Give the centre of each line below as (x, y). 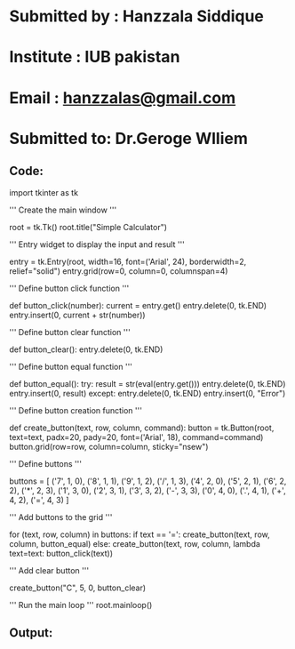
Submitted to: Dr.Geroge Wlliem (129, 138)
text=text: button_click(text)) (61, 553)
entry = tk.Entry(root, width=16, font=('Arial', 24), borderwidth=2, (128, 261)
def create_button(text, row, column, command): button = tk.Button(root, (142, 428)
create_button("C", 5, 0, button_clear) (78, 588)
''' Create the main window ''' (63, 210)
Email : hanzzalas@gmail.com (123, 97)
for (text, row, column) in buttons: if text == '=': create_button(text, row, (140, 534)
